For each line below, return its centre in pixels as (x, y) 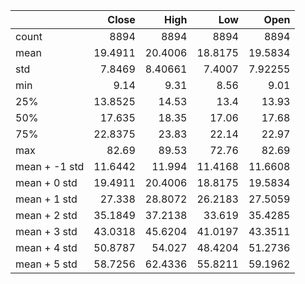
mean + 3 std (46, 231)
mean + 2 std (46, 215)
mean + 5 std (46, 264)
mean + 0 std (46, 182)
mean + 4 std (46, 247)
